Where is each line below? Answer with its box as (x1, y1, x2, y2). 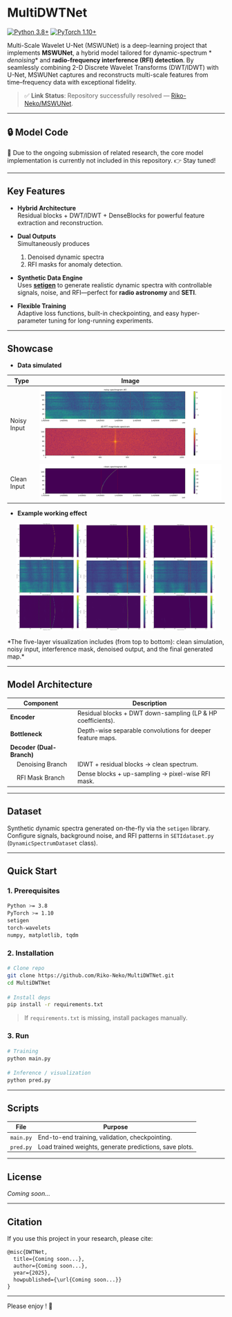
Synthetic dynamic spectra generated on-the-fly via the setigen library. (7, 824, 211, 832)
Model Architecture (7, 679, 93, 690)
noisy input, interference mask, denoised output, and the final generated (7, 645, 213, 653)
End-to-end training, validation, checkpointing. (37, 1133, 173, 1141)
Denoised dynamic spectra (27, 253, 105, 261)
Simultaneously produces (17, 239, 90, 247)
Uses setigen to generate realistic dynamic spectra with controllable (17, 280, 213, 289)
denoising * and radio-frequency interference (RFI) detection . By (7, 55, 195, 64)
